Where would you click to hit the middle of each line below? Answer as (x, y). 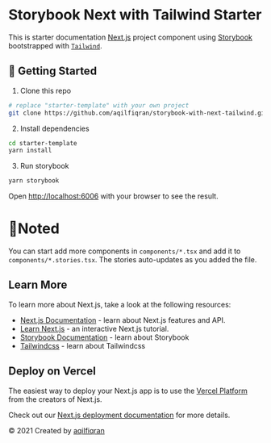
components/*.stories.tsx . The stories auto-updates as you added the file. (133, 260)
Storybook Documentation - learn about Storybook (104, 337)
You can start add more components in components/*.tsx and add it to (125, 251)
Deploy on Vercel (52, 372)
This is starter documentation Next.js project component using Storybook (130, 37)
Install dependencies (55, 128)
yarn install (30, 151)
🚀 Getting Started (53, 71)
